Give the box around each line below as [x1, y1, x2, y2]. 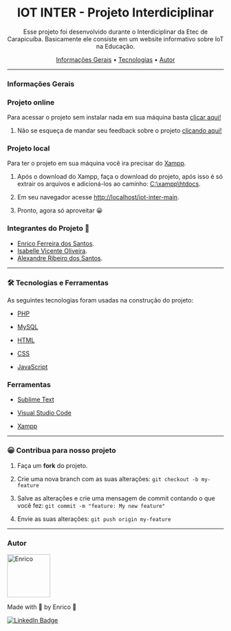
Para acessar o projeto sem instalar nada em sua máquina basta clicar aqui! [7, 113, 221, 122]
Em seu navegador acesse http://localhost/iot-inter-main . [16, 193, 180, 201]
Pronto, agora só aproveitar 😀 [16, 206, 103, 214]
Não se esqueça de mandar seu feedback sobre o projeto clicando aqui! [16, 126, 222, 135]
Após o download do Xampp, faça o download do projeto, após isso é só [16, 173, 223, 181]
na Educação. [96, 42, 135, 50]
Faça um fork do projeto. [16, 461, 88, 469]
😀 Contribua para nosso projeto [7, 445, 117, 455]
